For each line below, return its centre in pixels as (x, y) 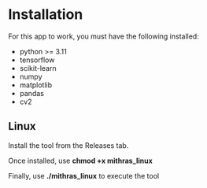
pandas (32, 93)
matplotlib (36, 85)
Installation (46, 15)
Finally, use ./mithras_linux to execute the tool (84, 175)
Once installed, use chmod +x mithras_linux (81, 160)
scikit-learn (38, 68)
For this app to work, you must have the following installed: (103, 36)
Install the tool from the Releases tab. (68, 145)
